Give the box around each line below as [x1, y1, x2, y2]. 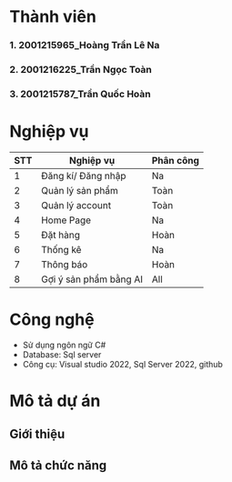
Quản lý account [40, 198, 112, 211]
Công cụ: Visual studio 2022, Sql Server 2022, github [22, 358, 223, 369]
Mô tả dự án [9, 391, 101, 411]
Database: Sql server [22, 348, 102, 360]
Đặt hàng [40, 228, 80, 241]
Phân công [151, 154, 200, 166]
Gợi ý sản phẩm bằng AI [40, 273, 144, 286]
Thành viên [9, 6, 97, 27]
